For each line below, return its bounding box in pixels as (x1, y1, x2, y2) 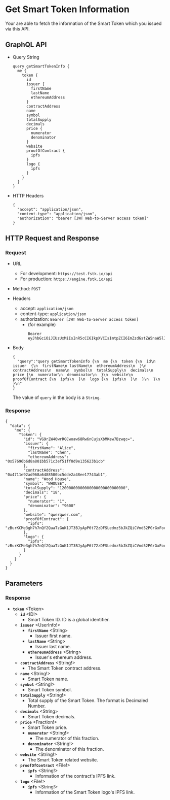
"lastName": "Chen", (27, 450, 71, 455)
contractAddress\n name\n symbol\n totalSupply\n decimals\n (12, 368, 153, 373)
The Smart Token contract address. (27, 665, 102, 671)
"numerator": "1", (27, 498, 67, 504)
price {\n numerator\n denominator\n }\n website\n (12, 372, 133, 378)
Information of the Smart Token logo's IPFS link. (35, 789, 135, 795)
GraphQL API (5, 41, 47, 49)
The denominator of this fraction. (35, 746, 104, 752)
